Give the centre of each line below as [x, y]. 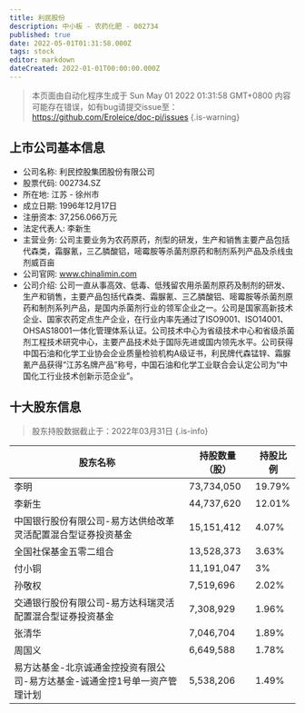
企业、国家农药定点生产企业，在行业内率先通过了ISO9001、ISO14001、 [155, 319]
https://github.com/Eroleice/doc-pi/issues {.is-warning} [136, 117]
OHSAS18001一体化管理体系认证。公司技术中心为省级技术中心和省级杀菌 [158, 330]
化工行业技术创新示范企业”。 [84, 376]
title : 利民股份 [37, 18]
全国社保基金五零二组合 [64, 551]
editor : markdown [42, 60]
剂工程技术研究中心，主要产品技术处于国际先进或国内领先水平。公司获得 [157, 342]
